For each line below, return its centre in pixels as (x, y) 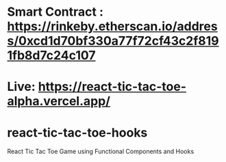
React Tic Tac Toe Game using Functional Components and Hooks (101, 152)
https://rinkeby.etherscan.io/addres (112, 26)
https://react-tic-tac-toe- (112, 87)
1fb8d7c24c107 (51, 56)
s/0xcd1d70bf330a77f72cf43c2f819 (113, 41)
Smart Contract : (55, 12)
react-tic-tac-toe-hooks (77, 132)
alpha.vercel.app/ (59, 102)
